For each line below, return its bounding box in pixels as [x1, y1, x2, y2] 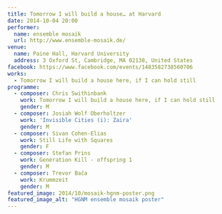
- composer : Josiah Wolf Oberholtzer [14, 110, 126, 117]
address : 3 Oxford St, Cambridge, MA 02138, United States [14, 57, 193, 64]
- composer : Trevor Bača [14, 169, 88, 177]
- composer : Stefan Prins [14, 150, 91, 157]
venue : [7, 44, 27, 51]
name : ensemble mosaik [14, 30, 81, 38]
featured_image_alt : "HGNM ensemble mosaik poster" [7, 196, 164, 203]
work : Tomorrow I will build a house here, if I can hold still [20, 97, 216, 104]
